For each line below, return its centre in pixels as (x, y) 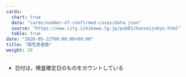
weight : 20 (19, 50)
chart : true (26, 17)
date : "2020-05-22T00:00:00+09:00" (50, 39)
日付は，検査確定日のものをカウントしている (69, 68)
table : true (26, 34)
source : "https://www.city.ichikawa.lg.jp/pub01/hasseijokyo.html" (96, 28)
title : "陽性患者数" (29, 45)
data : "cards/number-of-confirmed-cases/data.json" (76, 23)
